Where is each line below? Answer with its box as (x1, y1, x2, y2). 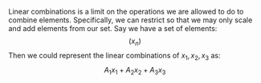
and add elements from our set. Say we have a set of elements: (8, 24, 218, 33)
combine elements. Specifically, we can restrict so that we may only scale (8, 15, 253, 25)
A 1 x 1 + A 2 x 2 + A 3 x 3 (104, 65, 166, 77)
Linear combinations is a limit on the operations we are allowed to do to (8, 7, 244, 16)
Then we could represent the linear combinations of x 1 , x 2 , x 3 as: (8, 50, 221, 62)
